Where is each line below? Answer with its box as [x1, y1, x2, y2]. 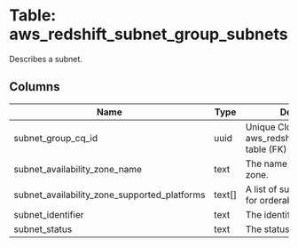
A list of [245, 183, 278, 195]
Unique [245, 121, 277, 133]
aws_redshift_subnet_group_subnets [9, 24, 288, 44]
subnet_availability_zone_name [13, 163, 142, 175]
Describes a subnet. [9, 53, 82, 64]
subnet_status [13, 223, 73, 235]
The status [245, 223, 290, 235]
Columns [9, 79, 60, 94]
